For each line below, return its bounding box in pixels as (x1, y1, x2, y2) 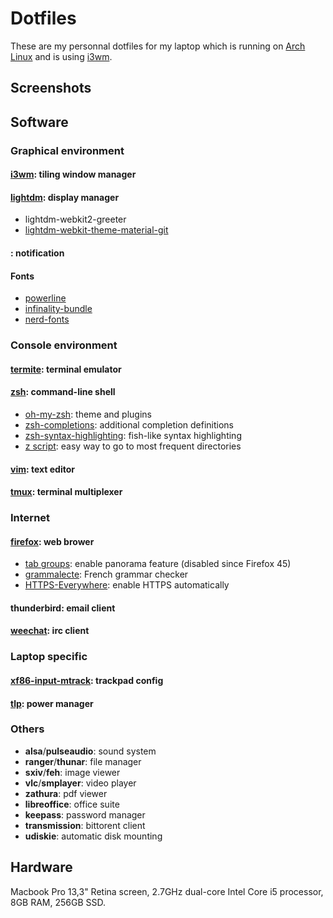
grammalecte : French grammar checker (24, 568, 189, 581)
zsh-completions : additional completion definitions (24, 418, 234, 431)
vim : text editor (10, 463, 76, 475)
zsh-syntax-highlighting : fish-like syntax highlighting (24, 429, 242, 441)
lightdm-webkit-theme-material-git (24, 224, 169, 236)
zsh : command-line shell (10, 386, 116, 398)
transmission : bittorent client (24, 819, 146, 831)
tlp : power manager (10, 697, 94, 709)
